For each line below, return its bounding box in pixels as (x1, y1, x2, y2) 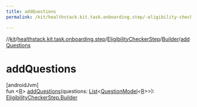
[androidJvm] (6, 82, 39, 89)
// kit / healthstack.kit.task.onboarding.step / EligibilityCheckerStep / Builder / (6, 35, 181, 42)
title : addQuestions (6, 8, 57, 15)
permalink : (6, 14, 33, 20)
